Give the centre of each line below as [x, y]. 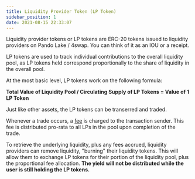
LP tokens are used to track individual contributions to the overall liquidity [95, 57]
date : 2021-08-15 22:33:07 [39, 22]
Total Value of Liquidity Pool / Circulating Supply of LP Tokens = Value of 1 [97, 92]
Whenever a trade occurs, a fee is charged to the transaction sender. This [95, 121]
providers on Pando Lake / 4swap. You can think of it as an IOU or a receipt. [97, 45]
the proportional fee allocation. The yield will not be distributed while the [95, 163]
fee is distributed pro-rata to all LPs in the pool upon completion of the [91, 127]
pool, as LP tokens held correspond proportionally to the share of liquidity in [98, 63]
